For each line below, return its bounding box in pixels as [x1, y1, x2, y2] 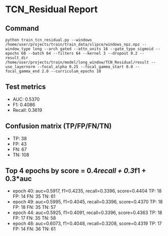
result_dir [5, 55, 29, 60]
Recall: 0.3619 [12, 107, 42, 113]
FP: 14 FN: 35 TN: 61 [12, 193, 56, 200]
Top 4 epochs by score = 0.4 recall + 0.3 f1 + [5, 167, 147, 175]
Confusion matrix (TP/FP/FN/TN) [5, 122, 112, 131]
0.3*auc [5, 175, 32, 183]
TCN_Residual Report [5, 4, 98, 15]
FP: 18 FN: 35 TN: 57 [12, 204, 56, 210]
